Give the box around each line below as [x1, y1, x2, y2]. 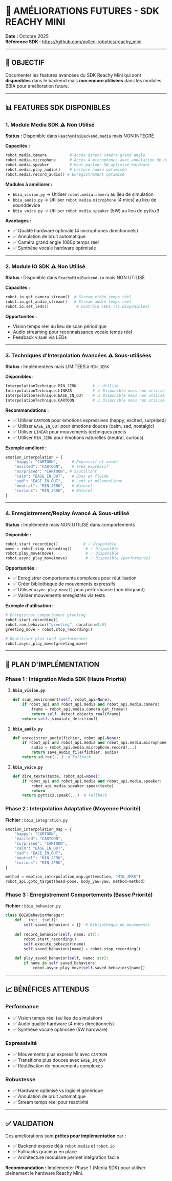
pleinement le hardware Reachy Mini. [5, 1170, 83, 1176]
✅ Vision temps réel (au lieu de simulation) [12, 1014, 102, 1021]
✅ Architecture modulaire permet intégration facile [12, 1154, 119, 1160]
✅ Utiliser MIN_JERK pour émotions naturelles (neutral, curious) [12, 434, 144, 441]
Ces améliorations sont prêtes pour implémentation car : [5, 1133, 126, 1139]
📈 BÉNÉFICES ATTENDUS [5, 985, 90, 994]
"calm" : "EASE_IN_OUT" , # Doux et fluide [14, 474, 109, 479]
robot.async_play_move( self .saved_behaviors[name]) [32, 966, 145, 971]
